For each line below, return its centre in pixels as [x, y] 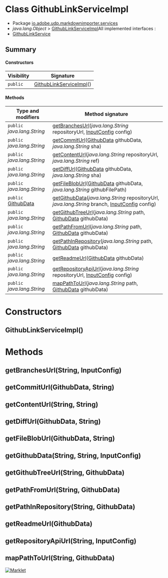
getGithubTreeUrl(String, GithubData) [65, 473]
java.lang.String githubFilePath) [89, 189]
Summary [21, 49]
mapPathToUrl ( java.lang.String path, [95, 283]
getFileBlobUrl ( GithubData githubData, [97, 183]
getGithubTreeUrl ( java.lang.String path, [98, 212]
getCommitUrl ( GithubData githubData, [97, 140]
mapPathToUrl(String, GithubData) [60, 558]
